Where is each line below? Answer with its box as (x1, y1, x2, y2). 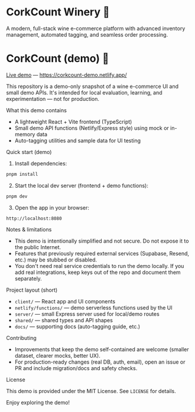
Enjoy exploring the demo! (6, 398, 70, 406)
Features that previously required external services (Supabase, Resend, (14, 250, 190, 257)
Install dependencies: (14, 159, 67, 167)
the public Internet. (14, 243, 61, 250)
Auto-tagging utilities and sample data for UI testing (14, 137, 141, 144)
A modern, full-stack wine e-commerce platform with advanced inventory (6, 25, 186, 32)
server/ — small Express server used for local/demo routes (14, 310, 160, 318)
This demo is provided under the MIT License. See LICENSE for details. (6, 387, 176, 394)
